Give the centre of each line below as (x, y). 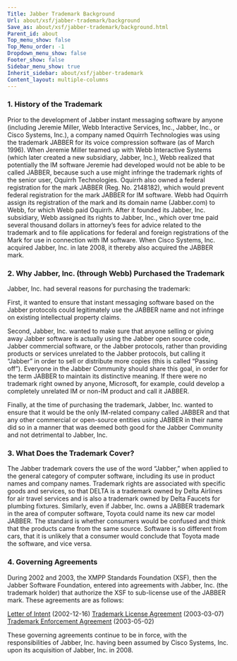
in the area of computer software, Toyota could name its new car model (111, 514)
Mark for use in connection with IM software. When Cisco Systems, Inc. (111, 240)
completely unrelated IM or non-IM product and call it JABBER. (98, 391)
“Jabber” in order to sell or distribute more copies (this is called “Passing (113, 361)
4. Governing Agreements (53, 562)
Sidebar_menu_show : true (44, 66)
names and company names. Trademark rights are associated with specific (116, 484)
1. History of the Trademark (55, 105)
